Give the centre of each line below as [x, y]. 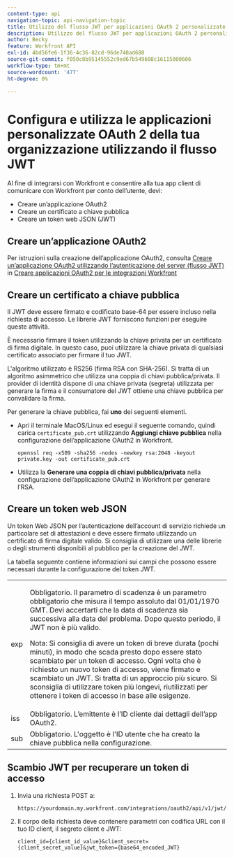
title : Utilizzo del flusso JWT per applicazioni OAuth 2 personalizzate [117, 27]
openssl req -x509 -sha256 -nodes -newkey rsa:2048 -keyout [106, 453]
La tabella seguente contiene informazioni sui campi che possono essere [112, 562]
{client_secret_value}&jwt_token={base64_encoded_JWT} [99, 848]
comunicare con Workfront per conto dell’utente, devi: [85, 191]
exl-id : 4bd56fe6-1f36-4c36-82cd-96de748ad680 [76, 53]
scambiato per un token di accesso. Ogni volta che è [115, 660]
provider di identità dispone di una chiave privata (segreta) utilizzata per [110, 383]
